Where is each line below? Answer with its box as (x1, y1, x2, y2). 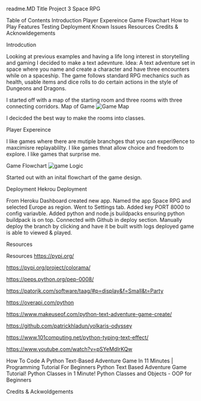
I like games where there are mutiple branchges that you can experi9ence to (6, 138, 195, 145)
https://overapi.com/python (6, 299, 74, 306)
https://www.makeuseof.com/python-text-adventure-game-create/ (6, 311, 172, 317)
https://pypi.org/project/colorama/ (6, 264, 91, 271)
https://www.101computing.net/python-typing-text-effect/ (6, 334, 149, 341)
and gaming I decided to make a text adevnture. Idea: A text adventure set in (6, 60, 196, 66)
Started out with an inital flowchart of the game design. (6, 174, 142, 181)
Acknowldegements (6, 29, 56, 37)
